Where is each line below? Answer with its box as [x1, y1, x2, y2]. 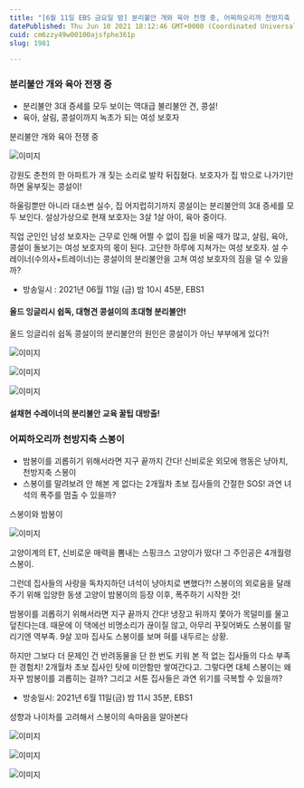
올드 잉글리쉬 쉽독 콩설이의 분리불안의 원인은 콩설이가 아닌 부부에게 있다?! [9, 328, 270, 339]
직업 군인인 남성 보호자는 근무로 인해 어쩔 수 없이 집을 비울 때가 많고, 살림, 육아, [9, 230, 289, 241]
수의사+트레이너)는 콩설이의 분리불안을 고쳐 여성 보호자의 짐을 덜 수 [33, 253, 272, 264]
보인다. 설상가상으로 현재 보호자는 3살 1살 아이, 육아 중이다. [18, 211, 227, 222]
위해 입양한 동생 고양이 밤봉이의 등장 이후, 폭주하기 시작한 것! [25, 589, 242, 600]
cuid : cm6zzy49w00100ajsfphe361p [9, 30, 136, 39]
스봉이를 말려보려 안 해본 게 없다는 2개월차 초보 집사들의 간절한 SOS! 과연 [22, 477, 282, 489]
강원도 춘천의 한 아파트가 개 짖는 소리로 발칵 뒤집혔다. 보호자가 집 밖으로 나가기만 [9, 169, 294, 180]
